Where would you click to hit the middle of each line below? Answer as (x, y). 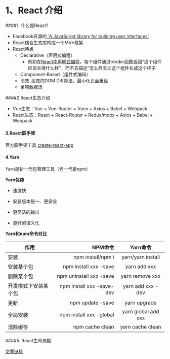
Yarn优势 (15, 180)
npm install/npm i (94, 257)
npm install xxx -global (87, 315)
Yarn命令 (141, 248)
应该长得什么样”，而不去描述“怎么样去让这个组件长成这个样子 (92, 68)
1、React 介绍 (34, 10)
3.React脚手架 (20, 133)
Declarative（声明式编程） (47, 55)
